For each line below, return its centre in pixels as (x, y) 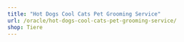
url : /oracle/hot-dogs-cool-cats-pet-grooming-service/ (92, 21)
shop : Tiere (25, 27)
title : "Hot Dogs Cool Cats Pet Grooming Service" (84, 14)
